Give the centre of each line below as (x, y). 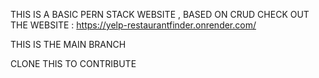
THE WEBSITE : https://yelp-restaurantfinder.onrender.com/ (133, 25)
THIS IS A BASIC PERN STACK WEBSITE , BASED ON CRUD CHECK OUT (160, 14)
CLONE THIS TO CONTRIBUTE (73, 63)
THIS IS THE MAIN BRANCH (68, 44)
